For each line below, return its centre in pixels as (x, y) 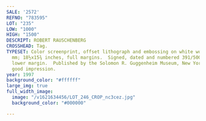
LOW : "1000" (21, 29)
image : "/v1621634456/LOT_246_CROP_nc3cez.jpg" (74, 97)
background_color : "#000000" (49, 103)
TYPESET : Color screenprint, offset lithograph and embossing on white (100, 52)
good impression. (34, 69)
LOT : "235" (20, 23)
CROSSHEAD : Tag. (27, 46)
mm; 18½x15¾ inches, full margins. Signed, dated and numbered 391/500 (107, 57)
